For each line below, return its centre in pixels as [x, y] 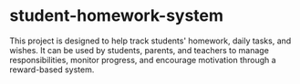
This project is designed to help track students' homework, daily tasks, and [150, 41]
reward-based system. [52, 70]
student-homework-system [117, 16]
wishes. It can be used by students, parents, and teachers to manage [139, 50]
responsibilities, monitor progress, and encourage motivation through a [143, 60]
